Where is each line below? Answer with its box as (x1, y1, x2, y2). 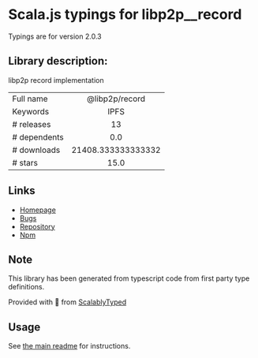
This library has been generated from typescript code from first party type (8, 274, 250, 283)
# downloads (12, 144, 61, 155)
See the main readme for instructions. (8, 341, 131, 351)
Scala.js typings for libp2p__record (8, 6, 242, 24)
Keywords (12, 106, 50, 117)
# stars (12, 157, 38, 168)
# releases (12, 118, 51, 129)
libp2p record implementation (8, 75, 104, 84)
